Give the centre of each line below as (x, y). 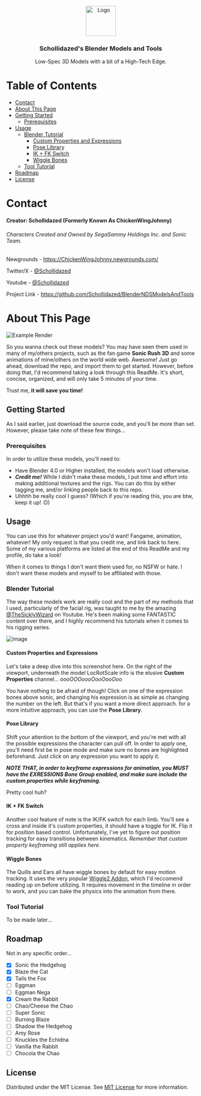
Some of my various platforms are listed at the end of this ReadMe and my (98, 549)
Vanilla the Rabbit (36, 1047)
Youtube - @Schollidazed (38, 283)
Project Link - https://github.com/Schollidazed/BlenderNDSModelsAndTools (100, 294)
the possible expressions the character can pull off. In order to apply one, (97, 743)
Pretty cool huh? (26, 792)
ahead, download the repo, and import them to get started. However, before (100, 366)
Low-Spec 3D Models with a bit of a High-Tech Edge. (101, 61)
